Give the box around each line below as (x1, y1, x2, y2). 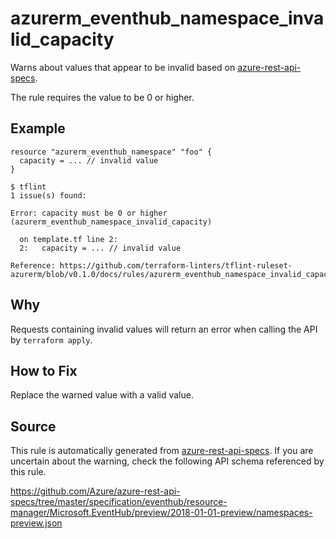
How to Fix (10, 362, 78, 379)
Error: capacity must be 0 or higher (10, 208, 168, 218)
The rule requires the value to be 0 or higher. (10, 91, 195, 103)
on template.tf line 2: (19, 234, 118, 244)
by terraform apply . (10, 333, 93, 346)
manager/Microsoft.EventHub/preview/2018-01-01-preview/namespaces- (10, 507, 313, 519)
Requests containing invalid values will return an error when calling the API (10, 323, 318, 335)
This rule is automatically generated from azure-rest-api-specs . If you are (10, 445, 314, 457)
